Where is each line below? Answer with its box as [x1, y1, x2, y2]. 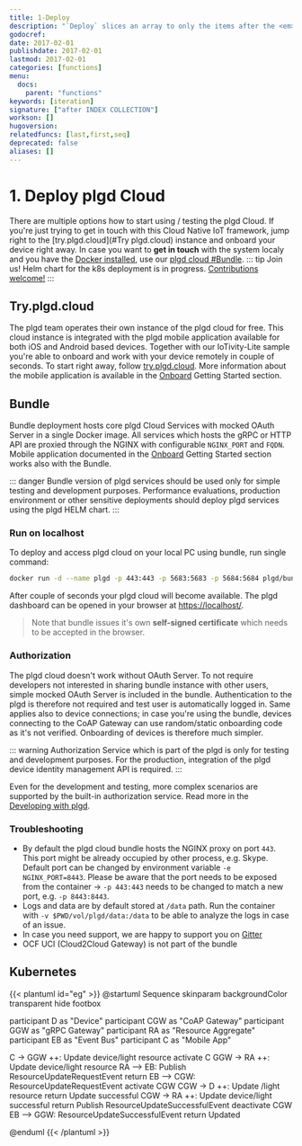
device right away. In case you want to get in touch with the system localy [9, 244, 285, 254]
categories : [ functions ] [9, 64, 102, 73]
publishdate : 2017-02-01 [9, 47, 102, 56]
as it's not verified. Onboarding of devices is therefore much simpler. [9, 727, 263, 738]
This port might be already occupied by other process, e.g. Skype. [22, 852, 269, 863]
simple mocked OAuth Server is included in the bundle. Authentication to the [9, 688, 292, 699]
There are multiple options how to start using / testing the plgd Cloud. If [9, 215, 274, 226]
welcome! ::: [9, 272, 55, 283]
